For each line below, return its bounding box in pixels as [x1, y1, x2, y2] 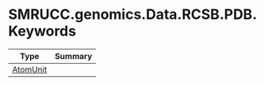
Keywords [8, 22, 77, 40]
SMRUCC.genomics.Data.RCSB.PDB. [8, 6, 258, 24]
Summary [54, 50, 93, 61]
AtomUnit [12, 64, 48, 75]
